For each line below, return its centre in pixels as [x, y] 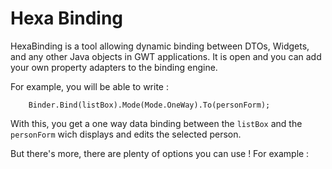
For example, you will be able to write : [89, 86]
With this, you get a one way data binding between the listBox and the [156, 123]
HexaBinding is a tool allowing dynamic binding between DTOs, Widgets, [160, 46]
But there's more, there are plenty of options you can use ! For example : [160, 153]
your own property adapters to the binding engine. [114, 67]
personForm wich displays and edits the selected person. [126, 134]
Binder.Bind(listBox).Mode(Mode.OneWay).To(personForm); [149, 105]
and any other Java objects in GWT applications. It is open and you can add [166, 56]
